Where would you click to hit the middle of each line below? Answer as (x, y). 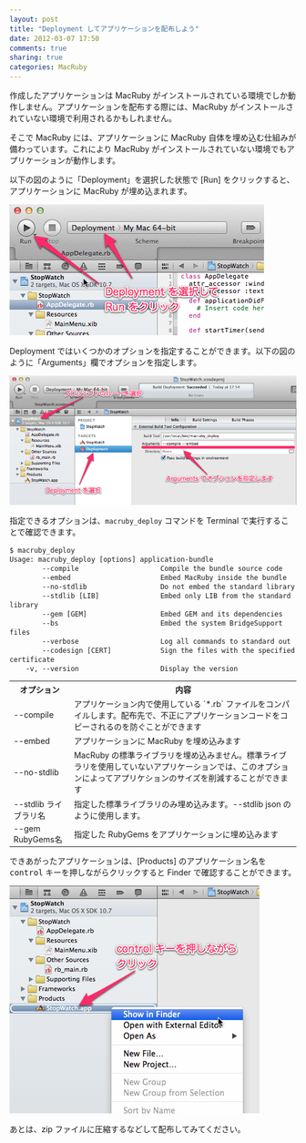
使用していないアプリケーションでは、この (178, 767)
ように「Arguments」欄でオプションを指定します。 (106, 362)
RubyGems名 (38, 839)
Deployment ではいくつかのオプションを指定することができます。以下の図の (153, 351)
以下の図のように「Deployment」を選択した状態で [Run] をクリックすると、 (152, 179)
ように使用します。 (110, 815)
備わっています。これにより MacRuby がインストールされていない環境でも (148, 149)
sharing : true (36, 58)
